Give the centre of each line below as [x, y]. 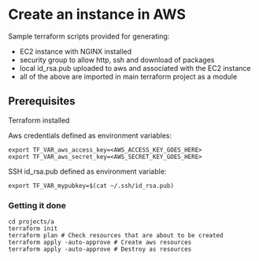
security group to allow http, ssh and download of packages [117, 60]
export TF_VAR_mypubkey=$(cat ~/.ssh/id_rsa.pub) [91, 186]
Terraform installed [39, 120]
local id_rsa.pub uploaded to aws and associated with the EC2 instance [135, 68]
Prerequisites [42, 101]
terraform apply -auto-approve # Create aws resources [100, 243]
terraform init [33, 229]
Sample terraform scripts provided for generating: [89, 36]
